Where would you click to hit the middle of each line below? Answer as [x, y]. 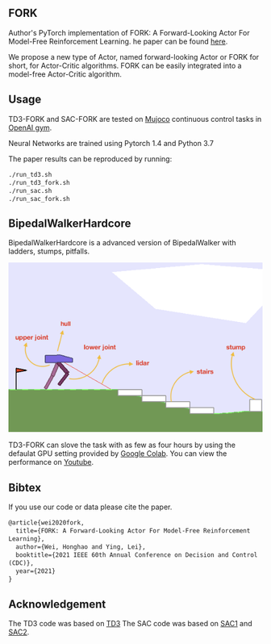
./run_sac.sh [30, 190]
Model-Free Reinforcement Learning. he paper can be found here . [118, 41]
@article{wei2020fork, [46, 523]
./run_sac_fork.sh [39, 199]
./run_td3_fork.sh [39, 182]
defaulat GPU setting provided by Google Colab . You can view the [118, 454]
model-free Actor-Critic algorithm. [65, 74]
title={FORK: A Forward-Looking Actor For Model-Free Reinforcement [133, 531]
